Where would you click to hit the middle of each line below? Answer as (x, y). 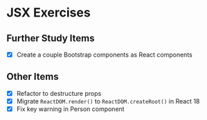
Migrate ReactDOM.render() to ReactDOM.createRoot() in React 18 (108, 101)
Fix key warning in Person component (71, 109)
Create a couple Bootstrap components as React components (105, 54)
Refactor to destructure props (59, 93)
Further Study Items (51, 38)
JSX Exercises (48, 13)
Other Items (33, 77)
